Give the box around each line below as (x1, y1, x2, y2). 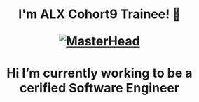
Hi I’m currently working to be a (6, 66, 193, 81)
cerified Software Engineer (19, 80, 180, 96)
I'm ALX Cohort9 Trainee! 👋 (18, 6, 181, 22)
